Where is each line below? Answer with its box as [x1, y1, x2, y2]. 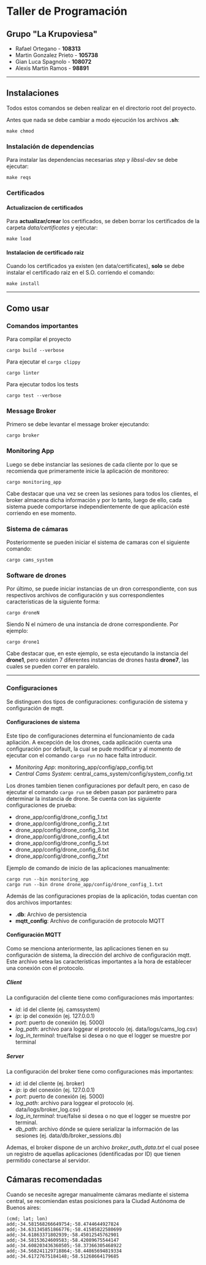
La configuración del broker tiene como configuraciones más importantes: [6, 1068, 194, 1075]
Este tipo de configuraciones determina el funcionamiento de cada [6, 732, 175, 740]
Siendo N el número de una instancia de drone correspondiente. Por [6, 621, 179, 628]
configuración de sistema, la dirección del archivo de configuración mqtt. [6, 952, 191, 959]
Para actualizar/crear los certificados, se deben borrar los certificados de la [6, 218, 200, 225]
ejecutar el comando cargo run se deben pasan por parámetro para [6, 788, 177, 795]
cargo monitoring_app [6, 479, 62, 485]
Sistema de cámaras [6, 524, 69, 533]
